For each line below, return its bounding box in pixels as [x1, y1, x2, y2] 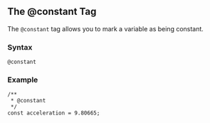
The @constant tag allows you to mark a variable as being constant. [7, 24, 204, 33]
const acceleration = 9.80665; [7, 109, 100, 117]
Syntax [7, 42, 33, 52]
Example [7, 75, 38, 85]
